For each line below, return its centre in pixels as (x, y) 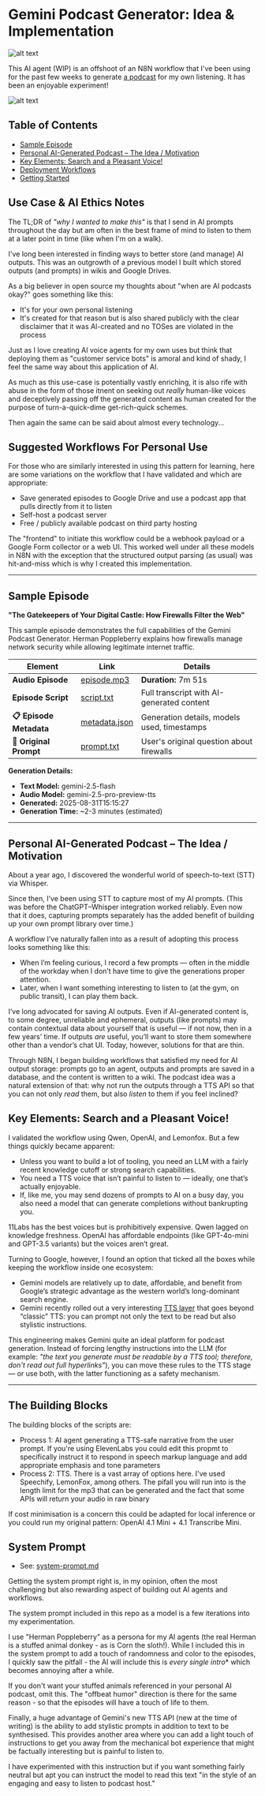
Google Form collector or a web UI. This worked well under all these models (131, 547)
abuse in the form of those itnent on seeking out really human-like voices (127, 390)
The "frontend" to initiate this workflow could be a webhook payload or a (127, 539)
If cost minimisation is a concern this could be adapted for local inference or (132, 1514)
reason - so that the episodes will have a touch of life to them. (109, 1703)
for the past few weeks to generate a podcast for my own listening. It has (127, 77)
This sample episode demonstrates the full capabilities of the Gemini (119, 630)
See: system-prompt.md (59, 1566)
